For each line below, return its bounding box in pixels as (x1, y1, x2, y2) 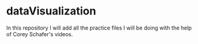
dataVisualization (6, 4, 96, 18)
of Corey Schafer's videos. (6, 30, 73, 37)
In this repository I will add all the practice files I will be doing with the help (6, 24, 192, 31)
